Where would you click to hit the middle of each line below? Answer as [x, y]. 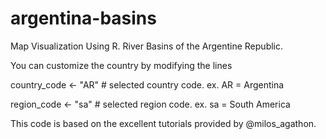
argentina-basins [83, 18]
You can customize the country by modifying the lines [121, 65]
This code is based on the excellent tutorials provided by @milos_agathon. [163, 123]
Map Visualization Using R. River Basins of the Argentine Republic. [147, 46]
